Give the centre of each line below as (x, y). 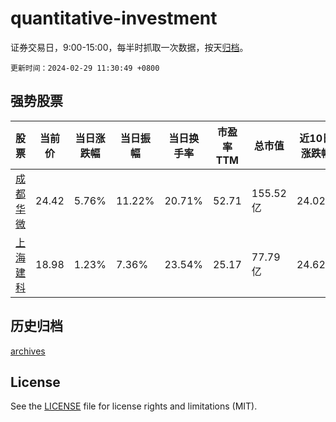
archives (28, 351)
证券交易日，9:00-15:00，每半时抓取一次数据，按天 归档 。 (129, 47)
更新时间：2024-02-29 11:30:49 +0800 (85, 68)
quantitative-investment (114, 18)
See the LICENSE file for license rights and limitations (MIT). (134, 406)
